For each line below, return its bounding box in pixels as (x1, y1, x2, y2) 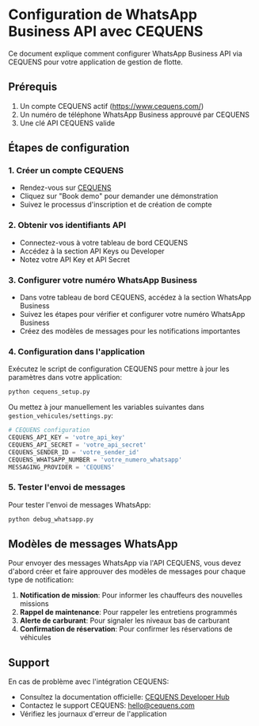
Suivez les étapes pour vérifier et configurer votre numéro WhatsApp (19, 310, 246, 319)
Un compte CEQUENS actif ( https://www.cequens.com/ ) (19, 101, 204, 110)
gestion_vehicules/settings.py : (8, 411, 113, 420)
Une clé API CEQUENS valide (19, 118, 116, 128)
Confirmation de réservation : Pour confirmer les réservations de (19, 624, 233, 634)
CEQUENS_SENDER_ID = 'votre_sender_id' (8, 448, 140, 456)
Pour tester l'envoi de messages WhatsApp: (8, 500, 151, 509)
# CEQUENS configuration (8, 427, 90, 434)
